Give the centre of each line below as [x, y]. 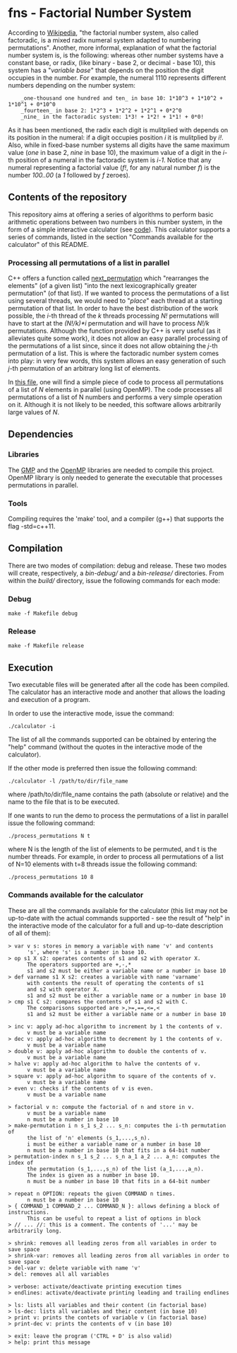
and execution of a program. [49, 700]
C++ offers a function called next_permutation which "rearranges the [109, 278]
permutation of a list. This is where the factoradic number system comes [114, 353]
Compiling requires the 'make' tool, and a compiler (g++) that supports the [116, 519]
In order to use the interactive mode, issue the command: [91, 713]
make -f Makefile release [46, 646]
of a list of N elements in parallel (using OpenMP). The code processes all [115, 390]
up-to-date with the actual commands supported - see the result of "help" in [119, 918]
